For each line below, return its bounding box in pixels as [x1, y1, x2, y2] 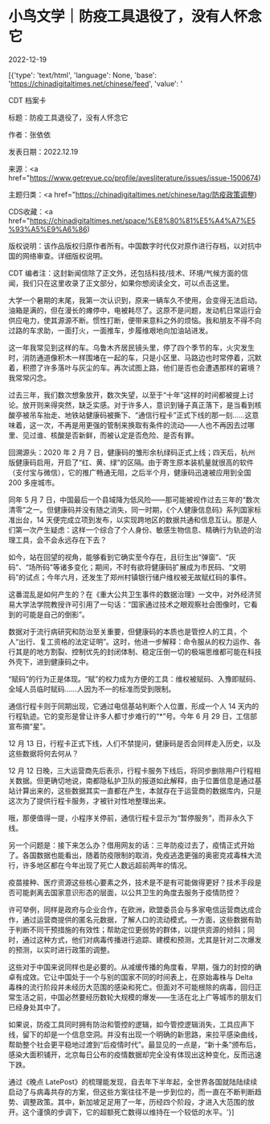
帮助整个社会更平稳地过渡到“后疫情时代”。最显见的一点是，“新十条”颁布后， [8, 1039, 260, 1049]
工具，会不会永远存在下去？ [14, 535, 107, 545]
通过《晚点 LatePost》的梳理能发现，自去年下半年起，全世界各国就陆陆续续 [8, 1076, 258, 1086]
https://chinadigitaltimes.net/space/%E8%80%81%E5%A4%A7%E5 [29, 215, 256, 226]
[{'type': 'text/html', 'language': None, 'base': [8, 70, 157, 80]
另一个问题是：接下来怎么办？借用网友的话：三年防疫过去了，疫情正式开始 [8, 840, 255, 850]
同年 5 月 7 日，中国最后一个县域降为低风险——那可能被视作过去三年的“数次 [8, 495, 260, 504]
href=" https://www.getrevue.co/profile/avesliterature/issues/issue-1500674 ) [8, 172, 261, 182]
